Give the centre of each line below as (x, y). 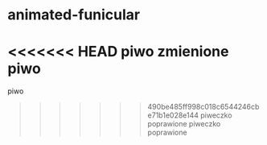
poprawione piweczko (184, 124)
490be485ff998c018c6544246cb (203, 107)
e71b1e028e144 (173, 115)
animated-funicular (74, 15)
